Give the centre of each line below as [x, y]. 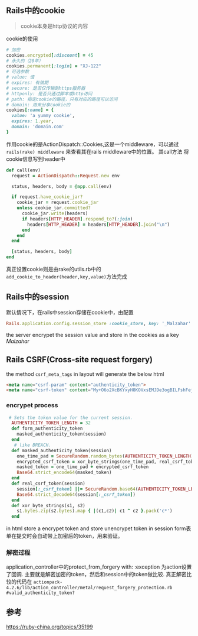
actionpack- [48, 582]
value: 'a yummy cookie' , [43, 116]
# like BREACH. [32, 445]
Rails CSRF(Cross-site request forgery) [80, 360]
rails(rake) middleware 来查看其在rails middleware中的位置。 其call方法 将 [98, 151]
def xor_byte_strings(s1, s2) [48, 505]
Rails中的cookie [36, 11]
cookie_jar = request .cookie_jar [58, 203]
